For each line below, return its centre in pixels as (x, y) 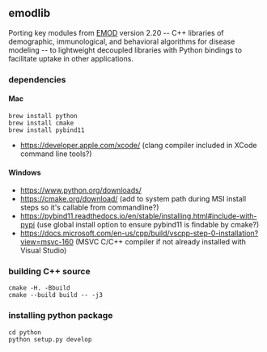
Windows (25, 172)
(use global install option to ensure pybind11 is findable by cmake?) (148, 225)
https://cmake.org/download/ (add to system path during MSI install (133, 199)
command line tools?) (56, 154)
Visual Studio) (43, 251)
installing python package (61, 316)
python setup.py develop (50, 339)
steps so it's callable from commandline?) (89, 208)
